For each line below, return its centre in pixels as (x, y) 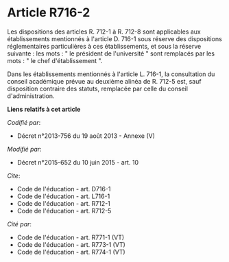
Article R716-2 (49, 13)
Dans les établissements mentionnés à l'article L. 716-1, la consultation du (111, 74)
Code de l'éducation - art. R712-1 (64, 203)
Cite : (14, 176)
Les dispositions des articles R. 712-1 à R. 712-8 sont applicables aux (104, 32)
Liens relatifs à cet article (44, 109)
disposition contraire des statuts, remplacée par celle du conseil (98, 88)
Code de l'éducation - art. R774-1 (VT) (71, 252)
